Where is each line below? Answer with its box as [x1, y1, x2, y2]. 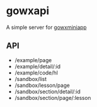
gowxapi [6, 4, 49, 18]
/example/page [14, 56, 52, 63]
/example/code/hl [14, 69, 58, 76]
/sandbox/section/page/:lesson [14, 94, 91, 101]
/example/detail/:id [14, 63, 61, 70]
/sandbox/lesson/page [14, 82, 70, 89]
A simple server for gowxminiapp [6, 24, 87, 31]
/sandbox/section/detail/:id [14, 87, 81, 95]
